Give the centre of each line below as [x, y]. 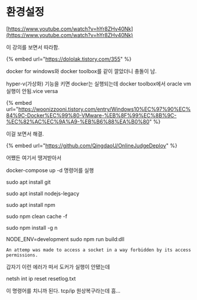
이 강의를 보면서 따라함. [33, 47]
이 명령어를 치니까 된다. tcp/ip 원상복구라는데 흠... [63, 291]
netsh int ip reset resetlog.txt [41, 278]
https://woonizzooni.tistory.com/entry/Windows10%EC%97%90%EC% [104, 109]
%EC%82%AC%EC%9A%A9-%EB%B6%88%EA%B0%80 [78, 121]
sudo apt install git [29, 182]
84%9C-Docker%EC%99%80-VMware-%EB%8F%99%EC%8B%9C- [91, 115]
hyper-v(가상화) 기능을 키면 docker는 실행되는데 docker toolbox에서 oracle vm [99, 84]
